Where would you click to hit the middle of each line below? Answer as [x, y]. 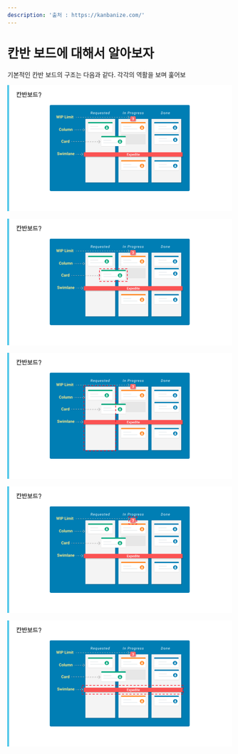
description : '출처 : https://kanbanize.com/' [76, 15]
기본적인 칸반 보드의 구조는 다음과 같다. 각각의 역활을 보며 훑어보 [97, 74]
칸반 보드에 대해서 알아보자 [81, 53]
